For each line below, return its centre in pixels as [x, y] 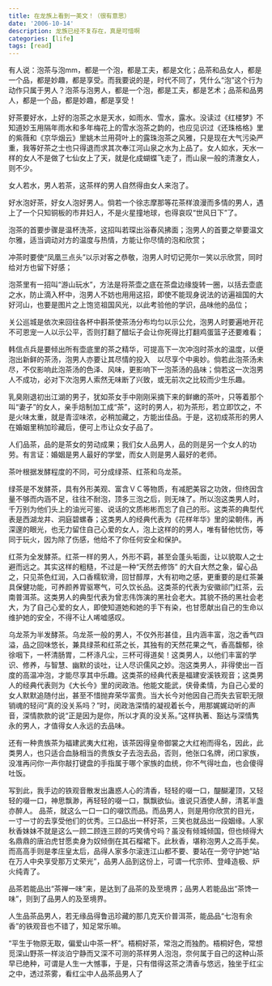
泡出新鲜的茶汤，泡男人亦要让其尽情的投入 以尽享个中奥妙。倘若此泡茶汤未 [136, 359]
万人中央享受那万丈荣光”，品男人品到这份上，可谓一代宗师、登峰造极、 [134, 861]
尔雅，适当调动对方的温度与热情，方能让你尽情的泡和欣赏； [108, 240]
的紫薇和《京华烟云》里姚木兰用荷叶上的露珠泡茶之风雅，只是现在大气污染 [132, 138]
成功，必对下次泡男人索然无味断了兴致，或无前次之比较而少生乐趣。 [136, 380]
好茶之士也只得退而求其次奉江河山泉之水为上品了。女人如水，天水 [146, 148]
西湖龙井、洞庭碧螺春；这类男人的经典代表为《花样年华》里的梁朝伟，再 [143, 520]
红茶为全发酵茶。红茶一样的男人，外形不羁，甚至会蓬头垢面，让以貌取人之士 [136, 557]
